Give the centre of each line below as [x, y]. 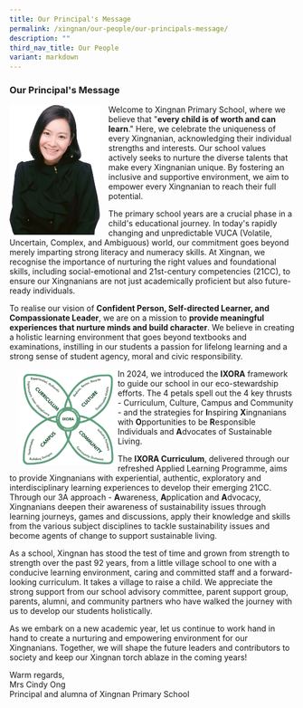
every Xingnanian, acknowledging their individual [200, 139]
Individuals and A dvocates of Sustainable [195, 432]
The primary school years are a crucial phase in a [200, 214]
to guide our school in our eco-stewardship [198, 384]
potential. [126, 196]
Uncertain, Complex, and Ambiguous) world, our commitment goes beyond [149, 243]
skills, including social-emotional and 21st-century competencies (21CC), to [150, 272]
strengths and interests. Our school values [187, 148]
